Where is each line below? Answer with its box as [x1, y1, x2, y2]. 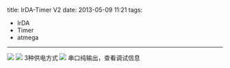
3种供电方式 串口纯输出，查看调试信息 [23, 54, 140, 62]
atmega [16, 33, 39, 41]
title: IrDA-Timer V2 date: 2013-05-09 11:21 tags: [7, 6, 143, 14]
